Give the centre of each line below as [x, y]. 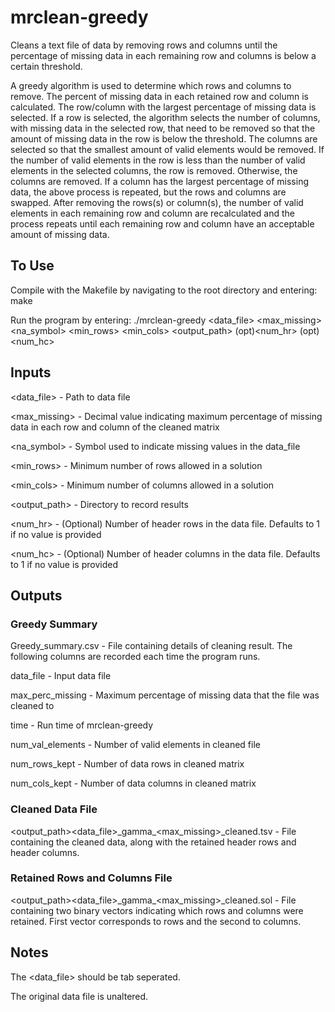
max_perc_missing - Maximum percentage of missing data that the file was [165, 695]
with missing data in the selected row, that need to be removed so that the [163, 128]
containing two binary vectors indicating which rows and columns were [157, 910]
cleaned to [32, 706]
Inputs [31, 372]
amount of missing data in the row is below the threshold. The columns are [164, 138]
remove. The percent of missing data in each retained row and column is [160, 96]
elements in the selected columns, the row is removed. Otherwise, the [154, 170]
